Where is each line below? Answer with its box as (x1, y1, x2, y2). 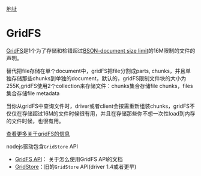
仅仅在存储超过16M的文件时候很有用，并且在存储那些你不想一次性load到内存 (6, 110, 196, 117)
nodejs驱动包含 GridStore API (6, 142, 78, 150)
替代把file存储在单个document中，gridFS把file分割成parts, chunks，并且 (6, 67, 186, 74)
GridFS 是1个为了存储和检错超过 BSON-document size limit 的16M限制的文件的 (6, 47, 196, 54)
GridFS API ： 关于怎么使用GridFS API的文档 (14, 155, 123, 163)
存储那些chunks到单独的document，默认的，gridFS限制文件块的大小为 (11, 74, 187, 82)
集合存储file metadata (6, 89, 60, 97)
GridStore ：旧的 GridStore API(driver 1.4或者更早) (14, 163, 137, 170)
